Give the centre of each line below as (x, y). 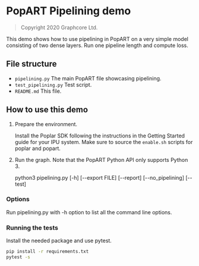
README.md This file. (38, 91)
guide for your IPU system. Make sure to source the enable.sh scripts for (104, 142)
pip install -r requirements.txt (48, 252)
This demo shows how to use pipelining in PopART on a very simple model (97, 39)
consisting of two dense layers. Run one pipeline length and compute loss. (97, 45)
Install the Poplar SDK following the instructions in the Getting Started (100, 136)
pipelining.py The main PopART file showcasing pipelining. (88, 78)
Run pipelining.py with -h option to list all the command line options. (89, 212)
